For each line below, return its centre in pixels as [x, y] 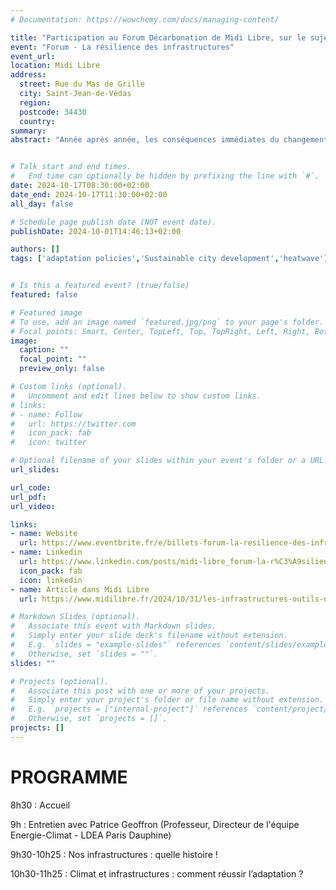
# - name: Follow [46, 414]
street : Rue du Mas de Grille [82, 84]
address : [28, 75]
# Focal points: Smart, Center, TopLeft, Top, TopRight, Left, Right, [160, 331]
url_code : [31, 487]
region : [35, 102]
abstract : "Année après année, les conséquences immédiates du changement [169, 140]
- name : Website [44, 534]
